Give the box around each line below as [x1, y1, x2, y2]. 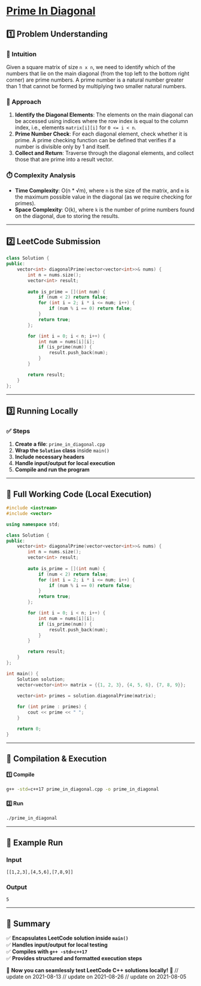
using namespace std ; [6, 521, 60, 528]
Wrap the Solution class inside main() [14, 447, 109, 454]
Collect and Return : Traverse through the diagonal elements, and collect [14, 149, 194, 157]
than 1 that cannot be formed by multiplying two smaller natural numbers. [6, 82, 187, 89]
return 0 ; [17, 726, 42, 732]
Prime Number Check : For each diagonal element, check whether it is [14, 130, 188, 137]
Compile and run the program [14, 466, 90, 473]
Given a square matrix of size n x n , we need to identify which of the [6, 63, 176, 70]
